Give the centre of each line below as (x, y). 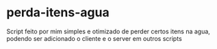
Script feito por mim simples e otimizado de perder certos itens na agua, (108, 31)
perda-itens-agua (58, 13)
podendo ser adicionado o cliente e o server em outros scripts (94, 38)
